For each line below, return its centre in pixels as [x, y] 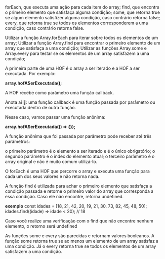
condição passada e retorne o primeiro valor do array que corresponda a [79, 191]
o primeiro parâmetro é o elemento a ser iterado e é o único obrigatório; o [80, 151]
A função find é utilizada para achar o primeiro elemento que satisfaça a [79, 186]
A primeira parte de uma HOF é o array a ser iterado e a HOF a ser [72, 68]
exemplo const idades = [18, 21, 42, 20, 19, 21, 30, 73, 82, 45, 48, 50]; [76, 206]
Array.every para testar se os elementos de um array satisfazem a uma [77, 53]
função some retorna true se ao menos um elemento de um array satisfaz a [82, 241]
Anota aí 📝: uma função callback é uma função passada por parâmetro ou [80, 102]
